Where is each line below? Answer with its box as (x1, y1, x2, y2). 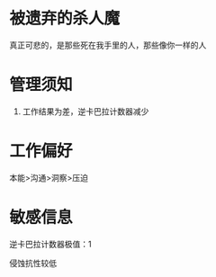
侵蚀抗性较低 (9, 257, 57, 268)
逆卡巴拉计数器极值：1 (9, 238, 92, 249)
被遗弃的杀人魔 (9, 8, 121, 29)
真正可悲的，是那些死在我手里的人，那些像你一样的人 (9, 40, 207, 50)
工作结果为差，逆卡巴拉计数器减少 (22, 105, 149, 117)
